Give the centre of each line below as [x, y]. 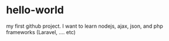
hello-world [35, 10]
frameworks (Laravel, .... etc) [41, 32]
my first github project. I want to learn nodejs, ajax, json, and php [84, 26]
